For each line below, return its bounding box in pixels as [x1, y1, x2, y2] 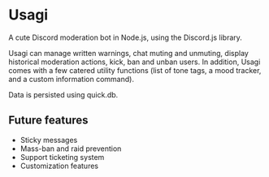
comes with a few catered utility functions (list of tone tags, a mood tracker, [8, 65, 262, 75]
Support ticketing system [20, 152, 105, 162]
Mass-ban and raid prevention [20, 144, 122, 153]
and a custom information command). [8, 74, 134, 84]
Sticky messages [20, 135, 78, 145]
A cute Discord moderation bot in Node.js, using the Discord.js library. [8, 32, 242, 42]
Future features [8, 114, 89, 127]
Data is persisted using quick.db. [8, 89, 119, 99]
